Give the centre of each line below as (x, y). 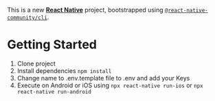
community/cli (27, 18)
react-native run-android (54, 91)
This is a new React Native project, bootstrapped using (85, 10)
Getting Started (52, 45)
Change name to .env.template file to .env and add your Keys (103, 78)
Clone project (36, 63)
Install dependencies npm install (64, 70)
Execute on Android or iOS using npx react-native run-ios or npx (110, 85)
